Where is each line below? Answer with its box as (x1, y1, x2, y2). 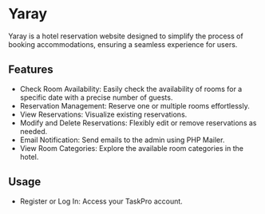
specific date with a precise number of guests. (19, 93, 173, 102)
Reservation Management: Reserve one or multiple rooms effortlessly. (19, 101, 250, 110)
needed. (19, 126, 48, 136)
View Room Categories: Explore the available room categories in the (19, 143, 243, 153)
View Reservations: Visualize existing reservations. (19, 109, 188, 119)
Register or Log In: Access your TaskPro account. (19, 196, 184, 206)
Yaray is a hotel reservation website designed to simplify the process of (8, 31, 243, 41)
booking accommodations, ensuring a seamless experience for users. (8, 39, 238, 49)
